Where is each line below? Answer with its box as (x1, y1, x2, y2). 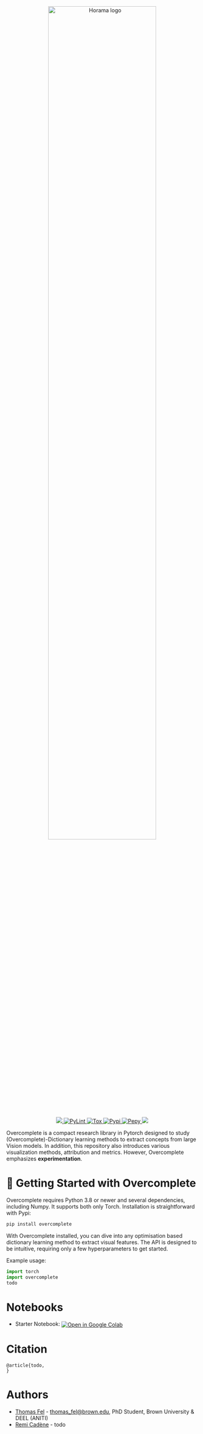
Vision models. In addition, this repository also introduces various (6, 1142, 170, 1149)
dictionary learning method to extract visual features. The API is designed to (6, 1238, 197, 1246)
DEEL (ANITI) (15, 1414, 49, 1421)
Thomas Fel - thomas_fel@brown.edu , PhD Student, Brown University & (15, 1408, 194, 1415)
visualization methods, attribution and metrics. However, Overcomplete (6, 1148, 184, 1156)
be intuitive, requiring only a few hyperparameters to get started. (6, 1245, 168, 1252)
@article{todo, (6, 1362, 45, 1368)
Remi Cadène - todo (15, 1421, 66, 1428)
